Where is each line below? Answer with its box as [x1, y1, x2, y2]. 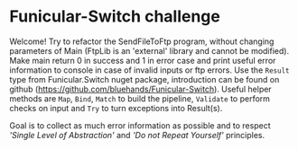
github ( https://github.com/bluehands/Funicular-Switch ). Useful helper [9, 83, 273, 94]
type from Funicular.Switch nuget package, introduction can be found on [9, 74, 280, 84]
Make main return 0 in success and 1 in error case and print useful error [9, 55, 276, 66]
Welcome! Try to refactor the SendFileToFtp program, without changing [9, 36, 275, 47]
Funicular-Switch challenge [9, 6, 221, 27]
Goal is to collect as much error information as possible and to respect [9, 119, 271, 131]
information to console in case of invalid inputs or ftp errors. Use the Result [9, 65, 290, 75]
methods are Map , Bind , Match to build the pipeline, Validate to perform [9, 92, 271, 104]
